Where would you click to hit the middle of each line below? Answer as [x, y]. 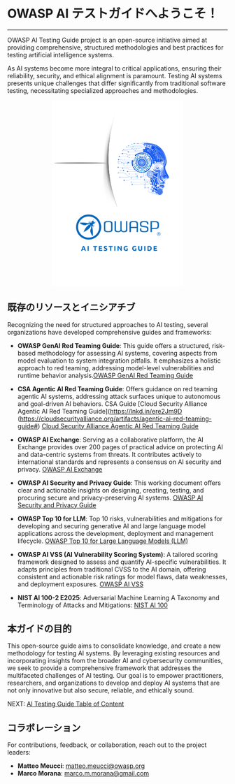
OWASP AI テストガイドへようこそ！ [113, 14]
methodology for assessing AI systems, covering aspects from [127, 353]
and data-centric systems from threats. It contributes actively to [109, 454]
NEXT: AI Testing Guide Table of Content [66, 704]
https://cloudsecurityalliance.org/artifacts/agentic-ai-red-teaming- [116, 419]
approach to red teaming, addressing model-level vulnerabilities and [116, 368]
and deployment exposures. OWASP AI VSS [80, 584]
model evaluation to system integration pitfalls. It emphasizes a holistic [119, 361]
